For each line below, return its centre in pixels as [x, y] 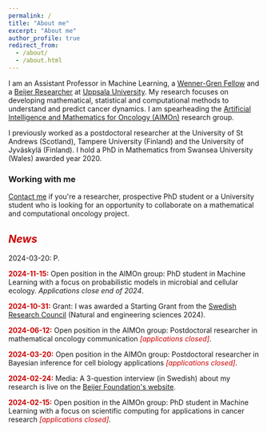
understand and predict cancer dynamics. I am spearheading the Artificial [130, 108]
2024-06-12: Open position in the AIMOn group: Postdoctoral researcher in [133, 330]
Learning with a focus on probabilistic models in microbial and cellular [123, 282]
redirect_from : [34, 46]
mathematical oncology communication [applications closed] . [110, 338]
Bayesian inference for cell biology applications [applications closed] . [123, 362]
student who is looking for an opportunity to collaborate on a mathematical [131, 205]
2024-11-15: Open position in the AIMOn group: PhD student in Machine [127, 273]
